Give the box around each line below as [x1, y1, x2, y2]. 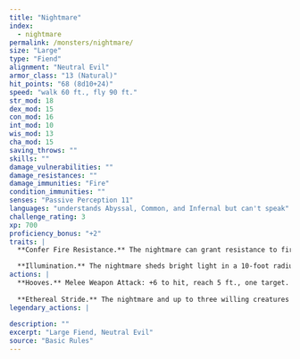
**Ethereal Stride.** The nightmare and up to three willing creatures [17, 295, 290, 304]
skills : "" [9, 154, 50, 163]
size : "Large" [9, 46, 62, 55]
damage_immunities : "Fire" [9, 179, 110, 188]
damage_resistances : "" [9, 171, 98, 179]
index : [9, 21, 34, 30]
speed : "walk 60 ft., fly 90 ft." [9, 88, 138, 96]
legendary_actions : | [9, 303, 90, 313]
